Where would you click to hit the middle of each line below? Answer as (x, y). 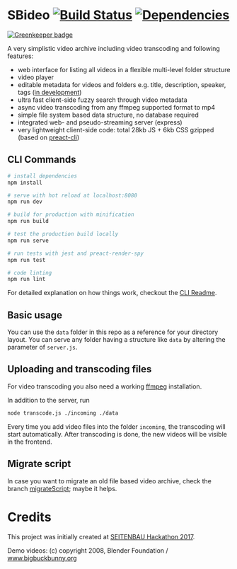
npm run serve (28, 241)
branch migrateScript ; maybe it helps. (62, 488)
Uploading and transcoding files (80, 369)
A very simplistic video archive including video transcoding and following (114, 48)
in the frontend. (30, 442)
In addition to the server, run (48, 400)
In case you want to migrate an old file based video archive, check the (110, 481)
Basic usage (35, 315)
